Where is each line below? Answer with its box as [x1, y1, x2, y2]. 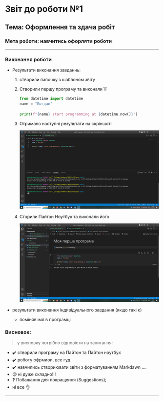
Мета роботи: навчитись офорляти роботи [5, 38, 112, 45]
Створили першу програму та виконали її [19, 86, 107, 92]
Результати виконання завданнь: [12, 67, 81, 73]
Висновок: [5, 329, 32, 336]
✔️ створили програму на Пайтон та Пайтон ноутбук [12, 350, 121, 355]
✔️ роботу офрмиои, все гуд [12, 357, 71, 363]
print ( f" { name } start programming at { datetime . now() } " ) [19, 112, 138, 117]
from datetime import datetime [19, 96, 83, 101]
